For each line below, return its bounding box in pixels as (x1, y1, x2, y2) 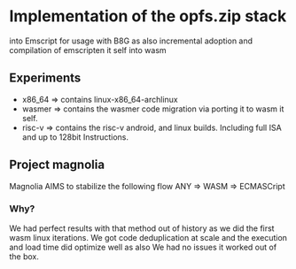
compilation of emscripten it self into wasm (9, 44, 167, 55)
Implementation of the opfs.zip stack (9, 6, 287, 27)
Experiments (9, 71, 82, 86)
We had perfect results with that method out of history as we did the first (9, 223, 275, 234)
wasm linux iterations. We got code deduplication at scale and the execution (9, 232, 288, 242)
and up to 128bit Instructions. (21, 131, 129, 142)
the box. (9, 250, 40, 262)
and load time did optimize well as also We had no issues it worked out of (9, 242, 277, 252)
